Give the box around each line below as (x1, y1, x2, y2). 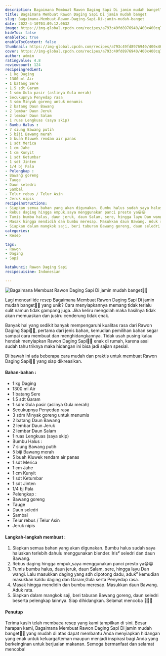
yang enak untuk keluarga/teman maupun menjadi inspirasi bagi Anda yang (5, 636, 159, 642)
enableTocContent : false (5, 40, 56, 45)
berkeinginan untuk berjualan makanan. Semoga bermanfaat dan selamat (5, 641, 155, 647)
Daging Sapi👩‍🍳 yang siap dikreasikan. (5, 358, 83, 364)
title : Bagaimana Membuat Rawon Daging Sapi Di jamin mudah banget (5, 12, 147, 17)
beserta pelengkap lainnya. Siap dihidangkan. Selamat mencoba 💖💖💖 (12, 598, 153, 603)
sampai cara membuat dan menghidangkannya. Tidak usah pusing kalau (5, 332, 153, 338)
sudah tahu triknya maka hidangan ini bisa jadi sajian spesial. (5, 343, 129, 349)
